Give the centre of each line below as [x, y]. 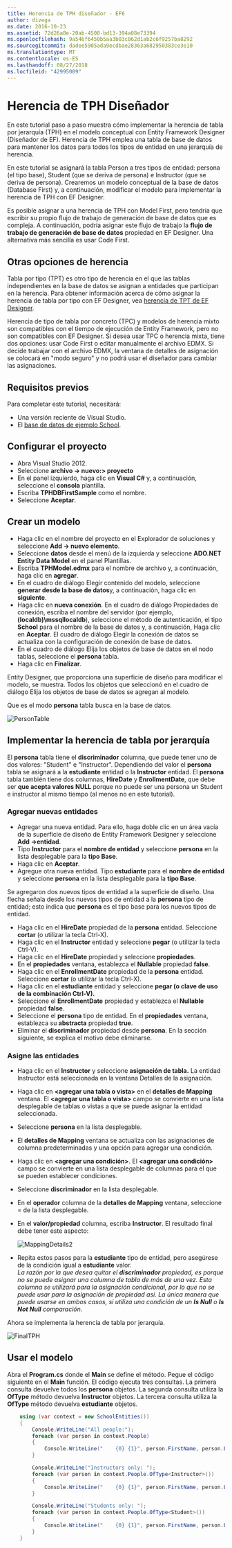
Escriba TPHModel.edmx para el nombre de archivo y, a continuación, [118, 568]
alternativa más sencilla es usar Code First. [68, 240]
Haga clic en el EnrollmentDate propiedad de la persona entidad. [110, 971]
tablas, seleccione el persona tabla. [68, 656]
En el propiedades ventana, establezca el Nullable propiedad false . [114, 964]
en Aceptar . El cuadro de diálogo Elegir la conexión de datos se [108, 634]
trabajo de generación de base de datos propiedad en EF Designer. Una [110, 233]
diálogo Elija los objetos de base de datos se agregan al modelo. [98, 692]
